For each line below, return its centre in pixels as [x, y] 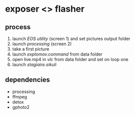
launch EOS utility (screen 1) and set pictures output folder [71, 38]
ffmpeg [20, 96]
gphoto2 [21, 107]
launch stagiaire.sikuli [34, 65]
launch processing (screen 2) [42, 44]
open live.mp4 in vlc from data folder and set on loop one [70, 59]
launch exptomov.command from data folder [57, 54]
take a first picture [31, 49]
